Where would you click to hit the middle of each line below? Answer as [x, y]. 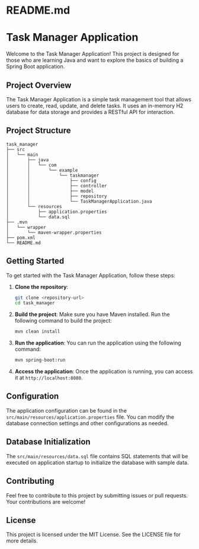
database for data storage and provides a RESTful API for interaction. [90, 112]
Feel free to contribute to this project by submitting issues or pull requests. [97, 495]
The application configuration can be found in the [67, 410]
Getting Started [35, 261]
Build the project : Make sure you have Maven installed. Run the [92, 314]
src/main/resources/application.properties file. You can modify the [90, 417]
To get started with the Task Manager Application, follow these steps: [91, 275]
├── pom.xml [21, 238]
